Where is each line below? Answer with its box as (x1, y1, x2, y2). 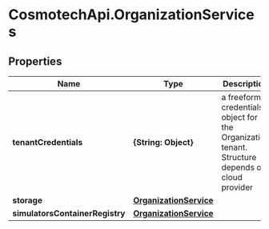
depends (221, 162, 255, 173)
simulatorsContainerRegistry (12, 208, 126, 219)
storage (12, 195, 42, 206)
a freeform (221, 92, 262, 102)
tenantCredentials (12, 137, 83, 147)
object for (221, 112, 258, 123)
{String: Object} (133, 137, 194, 147)
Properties (8, 54, 62, 68)
